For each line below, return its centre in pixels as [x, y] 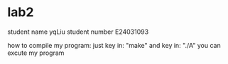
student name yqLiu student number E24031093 [78, 32]
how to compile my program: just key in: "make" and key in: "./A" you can [114, 45]
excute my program [36, 53]
